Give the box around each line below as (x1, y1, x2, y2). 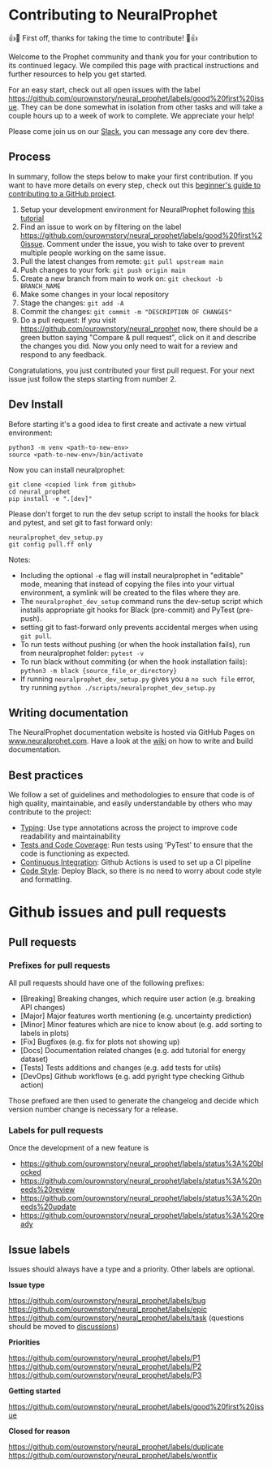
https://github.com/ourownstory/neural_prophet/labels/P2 (8, 1362, 202, 1371)
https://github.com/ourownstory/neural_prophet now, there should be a (19, 323, 258, 334)
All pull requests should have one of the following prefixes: (8, 978, 205, 988)
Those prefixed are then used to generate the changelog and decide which (8, 1096, 260, 1106)
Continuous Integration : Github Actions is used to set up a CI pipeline (19, 857, 252, 867)
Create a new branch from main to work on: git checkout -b (19, 274, 223, 283)
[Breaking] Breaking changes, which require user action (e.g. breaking (19, 994, 256, 1004)
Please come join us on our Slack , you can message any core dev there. (8, 126, 250, 136)
